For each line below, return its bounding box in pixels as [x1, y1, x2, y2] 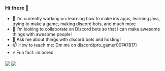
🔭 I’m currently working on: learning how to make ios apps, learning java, [12, 16, 160, 22]
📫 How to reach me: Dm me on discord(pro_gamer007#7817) [12, 42, 137, 48]
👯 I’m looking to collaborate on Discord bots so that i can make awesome [12, 26, 160, 32]
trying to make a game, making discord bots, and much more [12, 21, 136, 27]
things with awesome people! [12, 32, 72, 37]
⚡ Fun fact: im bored [12, 49, 54, 56]
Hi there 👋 [5, 4, 30, 11]
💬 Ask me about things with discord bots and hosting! [12, 36, 121, 42]
